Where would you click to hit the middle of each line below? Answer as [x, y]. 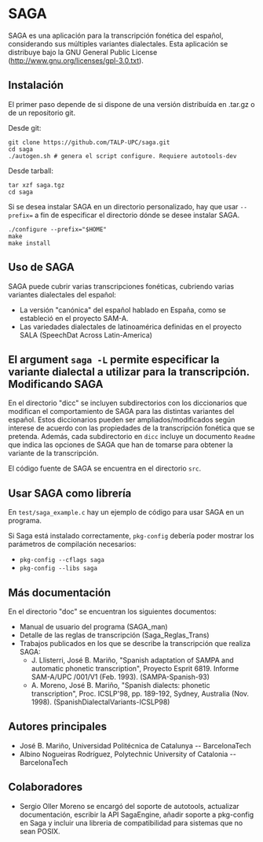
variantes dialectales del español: [62, 294]
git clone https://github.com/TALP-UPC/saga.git [89, 142]
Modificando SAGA [56, 384]
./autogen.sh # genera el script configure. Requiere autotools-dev [122, 156]
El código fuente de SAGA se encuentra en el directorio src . [105, 468]
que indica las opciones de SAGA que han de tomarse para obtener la [121, 445]
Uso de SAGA [41, 267]
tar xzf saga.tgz [37, 185]
